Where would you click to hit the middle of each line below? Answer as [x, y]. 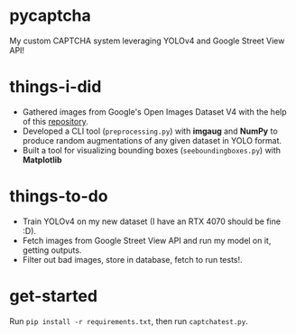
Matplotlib [42, 160]
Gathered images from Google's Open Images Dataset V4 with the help [154, 112]
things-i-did [55, 87]
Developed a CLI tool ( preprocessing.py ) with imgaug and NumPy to [150, 131]
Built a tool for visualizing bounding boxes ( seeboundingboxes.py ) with [152, 150]
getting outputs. [52, 250]
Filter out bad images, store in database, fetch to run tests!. [132, 259]
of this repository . [55, 121]
